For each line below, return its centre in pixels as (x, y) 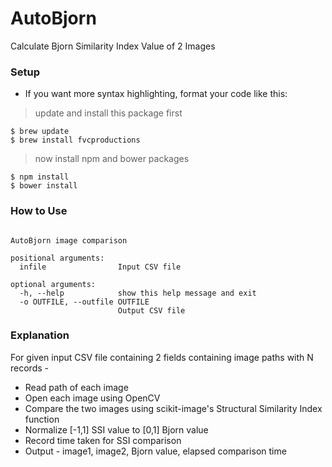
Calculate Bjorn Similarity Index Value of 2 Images (113, 46)
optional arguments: (53, 284)
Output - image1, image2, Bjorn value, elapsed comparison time (155, 451)
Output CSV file (151, 310)
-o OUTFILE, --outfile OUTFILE (84, 302)
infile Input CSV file (100, 267)
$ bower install (44, 186)
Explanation (40, 335)
